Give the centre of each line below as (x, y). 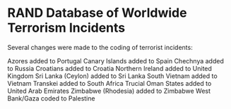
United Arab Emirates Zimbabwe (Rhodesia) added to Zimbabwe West (109, 91)
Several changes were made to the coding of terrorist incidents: (100, 47)
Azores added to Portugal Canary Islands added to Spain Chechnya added (115, 60)
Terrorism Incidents (66, 28)
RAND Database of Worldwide (97, 13)
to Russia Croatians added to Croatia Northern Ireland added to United (109, 68)
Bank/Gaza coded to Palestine (51, 98)
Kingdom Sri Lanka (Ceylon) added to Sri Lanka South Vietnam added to (112, 76)
